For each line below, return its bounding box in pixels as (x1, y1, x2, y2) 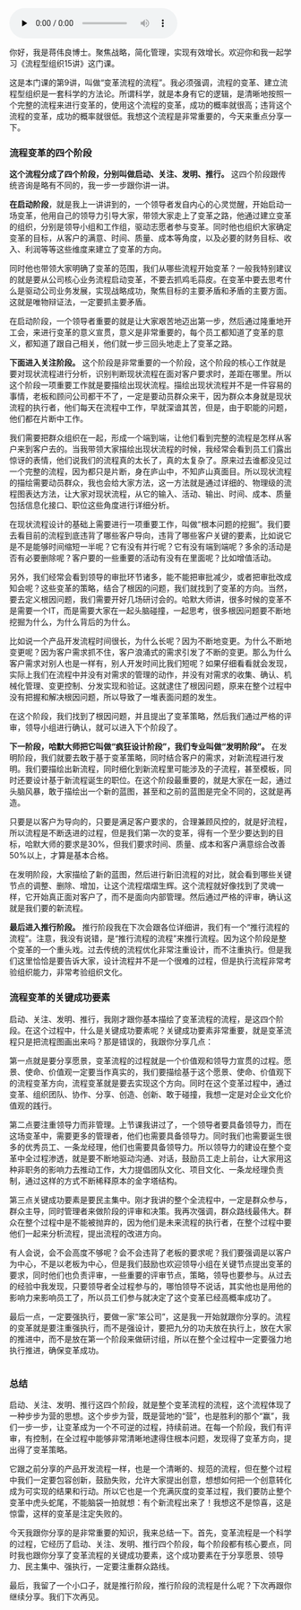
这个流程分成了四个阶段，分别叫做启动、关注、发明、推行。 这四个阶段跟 (9, 169, 279, 180)
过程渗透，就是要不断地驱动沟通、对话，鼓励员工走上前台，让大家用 (32, 1153, 284, 1164)
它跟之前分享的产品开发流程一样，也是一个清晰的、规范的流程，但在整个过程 (9, 1463, 292, 1474)
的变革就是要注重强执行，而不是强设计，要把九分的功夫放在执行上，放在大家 (9, 1322, 292, 1333)
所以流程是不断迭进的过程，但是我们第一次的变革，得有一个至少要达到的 (9, 828, 276, 839)
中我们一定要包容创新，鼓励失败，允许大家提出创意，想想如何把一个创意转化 (9, 1474, 292, 1485)
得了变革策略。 (16, 1444, 73, 1455)
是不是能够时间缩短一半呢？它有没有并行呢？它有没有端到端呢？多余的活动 (9, 541, 284, 552)
